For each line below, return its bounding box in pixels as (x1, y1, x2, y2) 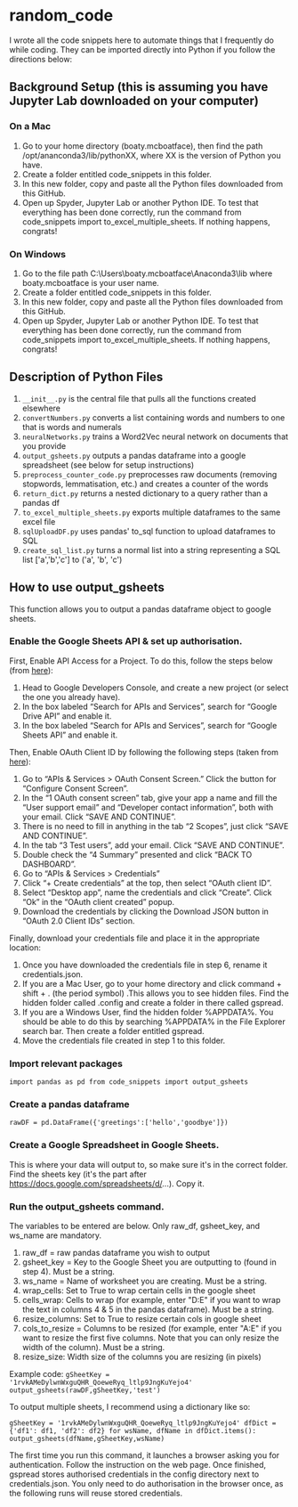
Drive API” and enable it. (21, 710, 112, 721)
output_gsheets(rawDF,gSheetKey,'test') (9, 1386, 162, 1395)
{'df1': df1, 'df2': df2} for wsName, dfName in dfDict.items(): (9, 1427, 256, 1436)
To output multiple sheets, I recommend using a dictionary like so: (9, 1402, 251, 1413)
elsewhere (21, 403, 60, 413)
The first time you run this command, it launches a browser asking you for (9, 1450, 280, 1461)
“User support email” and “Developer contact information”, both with (21, 802, 274, 812)
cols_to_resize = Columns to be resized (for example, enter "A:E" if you (21, 1324, 282, 1334)
